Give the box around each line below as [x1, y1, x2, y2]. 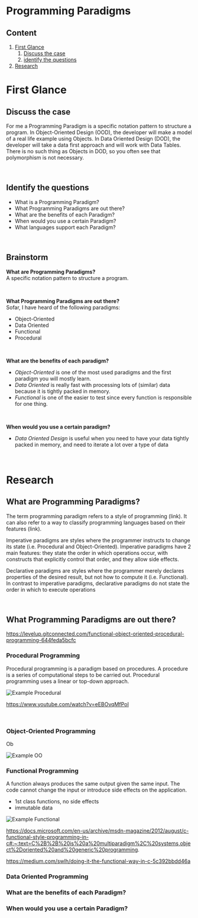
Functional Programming [6, 767, 79, 775]
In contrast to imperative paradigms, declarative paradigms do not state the [6, 580, 190, 587]
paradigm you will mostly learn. [14, 375, 92, 382]
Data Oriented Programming [6, 872, 89, 881]
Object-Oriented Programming [6, 727, 96, 735]
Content [6, 28, 37, 38]
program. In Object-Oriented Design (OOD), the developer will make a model [6, 129, 192, 136]
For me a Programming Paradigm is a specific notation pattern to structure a [6, 123, 191, 129]
